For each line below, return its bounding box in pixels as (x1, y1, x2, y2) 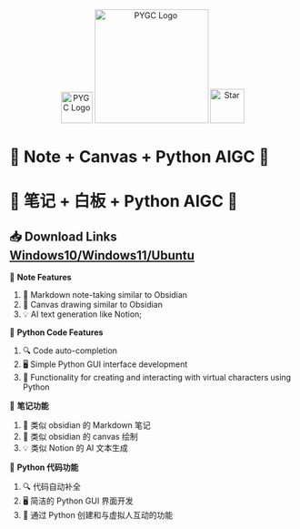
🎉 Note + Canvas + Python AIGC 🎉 (9, 147, 270, 168)
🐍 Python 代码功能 (9, 462, 79, 473)
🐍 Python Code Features (9, 327, 104, 338)
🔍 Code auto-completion (22, 345, 118, 356)
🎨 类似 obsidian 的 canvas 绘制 (22, 432, 138, 443)
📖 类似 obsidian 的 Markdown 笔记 (22, 420, 152, 431)
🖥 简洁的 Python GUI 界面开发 (22, 495, 134, 506)
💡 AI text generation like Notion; (22, 309, 143, 320)
